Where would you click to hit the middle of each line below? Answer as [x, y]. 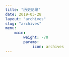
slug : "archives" [23, 24]
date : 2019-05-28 [23, 14]
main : [20, 33]
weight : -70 [36, 38]
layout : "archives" [26, 19]
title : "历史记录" [23, 10]
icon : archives [48, 47]
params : [31, 42]
